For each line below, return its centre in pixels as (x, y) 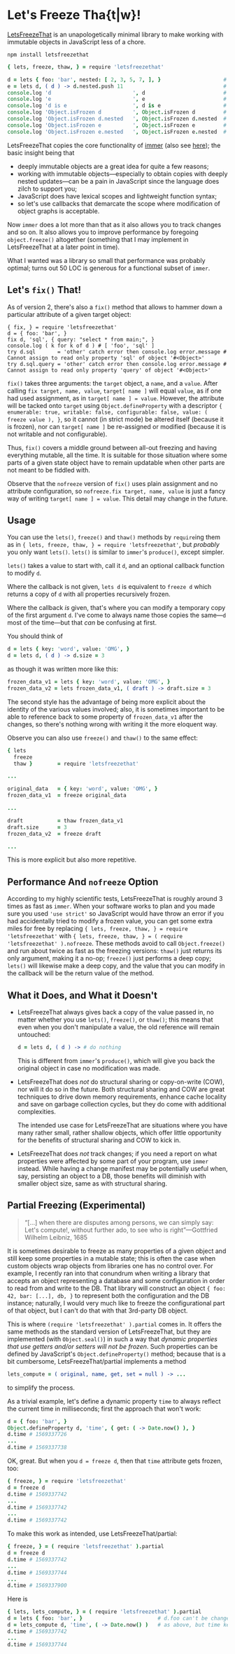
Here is (17, 1599)
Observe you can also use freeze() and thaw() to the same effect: (102, 738)
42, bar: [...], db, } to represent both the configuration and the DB (108, 1295)
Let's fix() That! (44, 290)
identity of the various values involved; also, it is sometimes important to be (116, 709)
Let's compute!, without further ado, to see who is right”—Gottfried (121, 1230)
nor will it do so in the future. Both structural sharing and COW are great (121, 1089)
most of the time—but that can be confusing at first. (82, 623)
